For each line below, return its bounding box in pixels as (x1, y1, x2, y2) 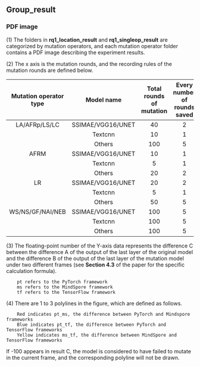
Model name (85, 95, 122, 103)
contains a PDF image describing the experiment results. (6, 49, 145, 56)
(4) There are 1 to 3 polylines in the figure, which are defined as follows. (6, 300, 183, 307)
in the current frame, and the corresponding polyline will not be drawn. (6, 354, 180, 361)
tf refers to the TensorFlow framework (17, 289, 116, 295)
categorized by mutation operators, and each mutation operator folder (6, 42, 179, 49)
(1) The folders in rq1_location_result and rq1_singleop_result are (6, 36, 168, 43)
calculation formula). (6, 267, 57, 274)
